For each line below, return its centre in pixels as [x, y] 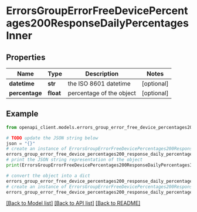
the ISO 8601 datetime [99, 83]
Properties [26, 57]
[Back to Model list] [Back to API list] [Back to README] [73, 203]
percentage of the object [102, 93]
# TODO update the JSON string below [52, 138]
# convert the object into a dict [48, 176]
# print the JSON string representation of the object [74, 160]
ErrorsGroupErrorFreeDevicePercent [97, 11]
